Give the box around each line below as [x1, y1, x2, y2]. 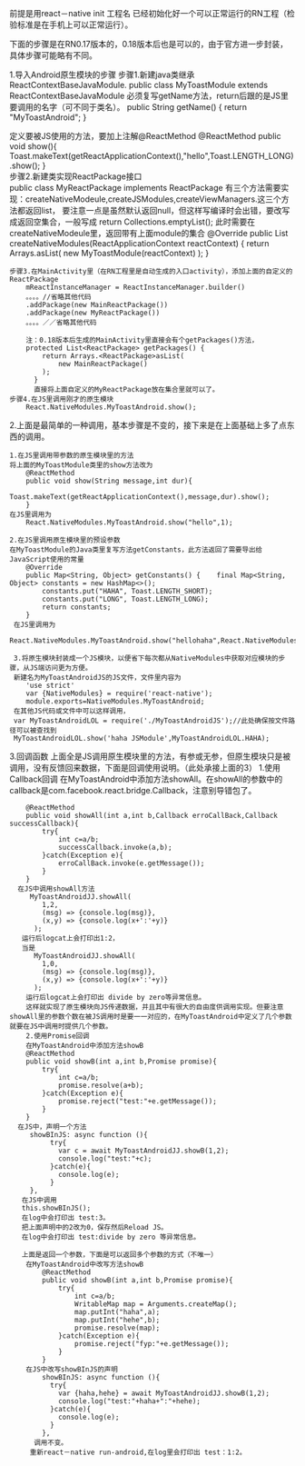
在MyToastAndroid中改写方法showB [25, 1260, 144, 1269]
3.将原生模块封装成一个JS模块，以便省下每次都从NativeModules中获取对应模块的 [13, 653, 279, 663]
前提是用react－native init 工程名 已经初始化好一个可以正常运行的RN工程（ [9, 8, 288, 18]
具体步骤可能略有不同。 [9, 50, 97, 61]
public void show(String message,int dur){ [25, 476, 193, 485]
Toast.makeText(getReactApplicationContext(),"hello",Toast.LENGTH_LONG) [9, 151, 294, 161]
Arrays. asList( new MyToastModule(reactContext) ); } [9, 248, 210, 258]
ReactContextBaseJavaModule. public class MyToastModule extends [9, 80, 269, 90]
